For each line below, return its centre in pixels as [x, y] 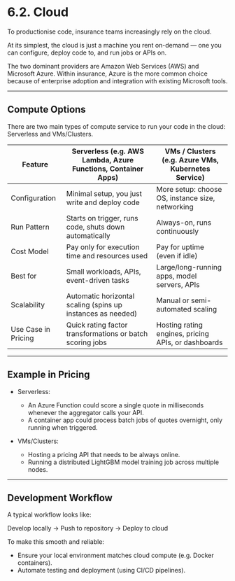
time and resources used [107, 255]
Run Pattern [30, 227]
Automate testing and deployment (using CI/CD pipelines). [101, 570]
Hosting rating [179, 325]
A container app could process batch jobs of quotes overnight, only [125, 420]
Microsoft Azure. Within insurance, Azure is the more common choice [107, 73]
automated [174, 309]
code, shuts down [95, 227]
